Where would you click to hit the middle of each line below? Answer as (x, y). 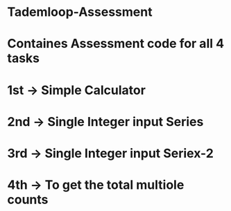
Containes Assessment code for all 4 (115, 44)
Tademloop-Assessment (80, 12)
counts (28, 200)
